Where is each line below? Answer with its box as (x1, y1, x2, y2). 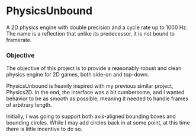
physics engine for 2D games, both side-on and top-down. (6, 71, 149, 78)
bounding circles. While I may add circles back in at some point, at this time (6, 119, 191, 126)
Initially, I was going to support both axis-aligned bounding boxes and (6, 113, 176, 120)
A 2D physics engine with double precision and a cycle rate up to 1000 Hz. (6, 24, 188, 31)
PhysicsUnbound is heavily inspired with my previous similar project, (6, 82, 173, 90)
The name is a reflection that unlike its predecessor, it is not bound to (6, 30, 175, 37)
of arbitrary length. (6, 101, 52, 109)
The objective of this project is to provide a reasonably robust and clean (6, 65, 182, 72)
